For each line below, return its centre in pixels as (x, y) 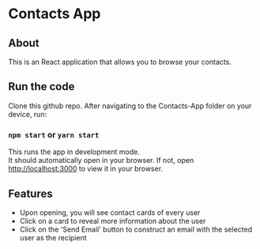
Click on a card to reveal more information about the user (113, 221)
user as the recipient (53, 237)
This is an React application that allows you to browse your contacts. (120, 62)
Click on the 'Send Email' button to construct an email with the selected (136, 229)
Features (30, 193)
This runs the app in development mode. (74, 152)
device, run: (28, 114)
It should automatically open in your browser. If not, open (101, 160)
